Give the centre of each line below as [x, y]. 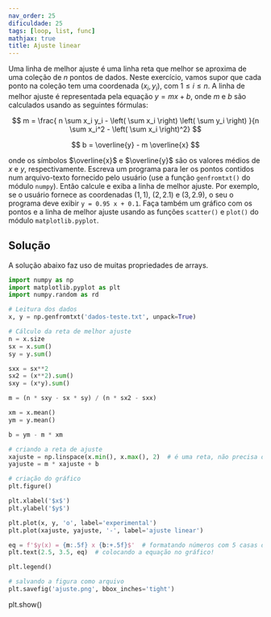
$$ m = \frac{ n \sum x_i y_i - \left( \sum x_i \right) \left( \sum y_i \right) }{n [135, 120]
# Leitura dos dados [43, 310]
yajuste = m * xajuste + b [54, 465]
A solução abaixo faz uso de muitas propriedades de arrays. [108, 265]
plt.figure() [30, 486]
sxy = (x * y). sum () [39, 384]
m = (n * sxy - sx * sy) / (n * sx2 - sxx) [83, 398]
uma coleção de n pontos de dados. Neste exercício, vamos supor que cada [135, 77]
